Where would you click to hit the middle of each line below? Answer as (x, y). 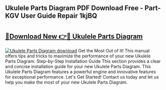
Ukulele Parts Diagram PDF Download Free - (74, 8)
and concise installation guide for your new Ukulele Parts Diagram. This (78, 67)
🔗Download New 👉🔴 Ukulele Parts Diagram (74, 36)
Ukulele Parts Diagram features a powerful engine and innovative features (81, 72)
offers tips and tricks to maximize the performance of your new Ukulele (78, 56)
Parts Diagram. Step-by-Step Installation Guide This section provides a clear (83, 61)
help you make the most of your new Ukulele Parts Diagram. (66, 82)
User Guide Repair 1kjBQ (59, 16)
